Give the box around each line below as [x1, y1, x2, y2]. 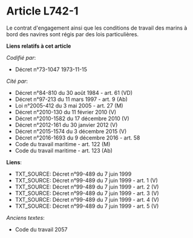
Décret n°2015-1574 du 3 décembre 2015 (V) [15, 127, 127, 135]
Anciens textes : [6, 214, 45, 221]
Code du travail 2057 [15, 225, 68, 233]
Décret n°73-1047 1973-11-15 [15, 65, 88, 73]
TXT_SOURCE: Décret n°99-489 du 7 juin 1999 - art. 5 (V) [15, 202, 159, 210]
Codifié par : [6, 54, 36, 61]
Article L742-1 [6, 4, 79, 18]
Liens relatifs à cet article [6, 42, 71, 50]
